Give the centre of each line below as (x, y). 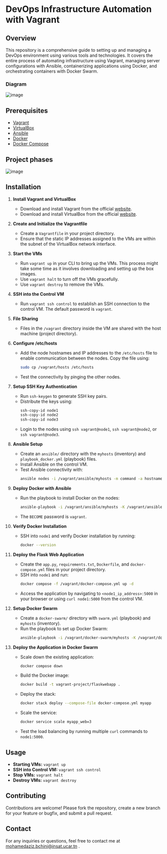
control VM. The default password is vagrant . (66, 309)
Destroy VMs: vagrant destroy (44, 780)
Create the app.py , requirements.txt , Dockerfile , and (75, 564)
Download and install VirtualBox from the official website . (79, 214)
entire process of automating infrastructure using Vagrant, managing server (83, 61)
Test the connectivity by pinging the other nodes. (70, 376)
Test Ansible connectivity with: (52, 470)
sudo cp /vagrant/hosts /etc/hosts (57, 367)
